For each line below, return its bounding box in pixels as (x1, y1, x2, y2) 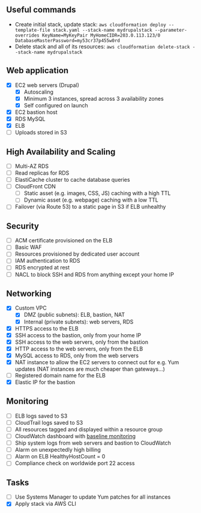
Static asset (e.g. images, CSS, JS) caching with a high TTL (23, 190, 171, 197)
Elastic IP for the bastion (14, 379, 76, 386)
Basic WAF (14, 244, 42, 251)
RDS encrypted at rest (14, 264, 70, 271)
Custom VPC (14, 304, 47, 311)
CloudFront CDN (14, 183, 56, 190)
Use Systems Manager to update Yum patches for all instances (14, 493, 171, 500)
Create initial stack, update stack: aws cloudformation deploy (14, 20, 166, 28)
